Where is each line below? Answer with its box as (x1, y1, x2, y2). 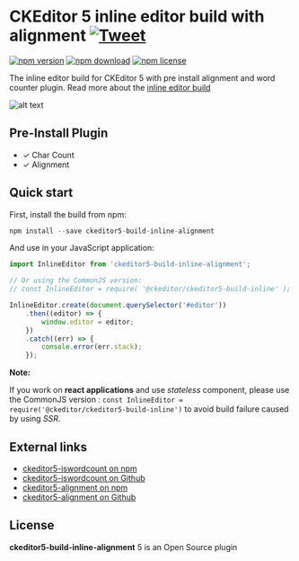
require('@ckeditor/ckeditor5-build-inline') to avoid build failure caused (9, 404, 289, 414)
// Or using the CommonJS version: (9, 276, 143, 285)
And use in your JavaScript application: (9, 243, 154, 254)
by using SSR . (9, 414, 61, 424)
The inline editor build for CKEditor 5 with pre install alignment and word (9, 72, 276, 83)
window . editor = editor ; (41, 317, 135, 326)
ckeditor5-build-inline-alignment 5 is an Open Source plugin (9, 541, 238, 552)
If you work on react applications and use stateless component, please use (9, 385, 290, 396)
